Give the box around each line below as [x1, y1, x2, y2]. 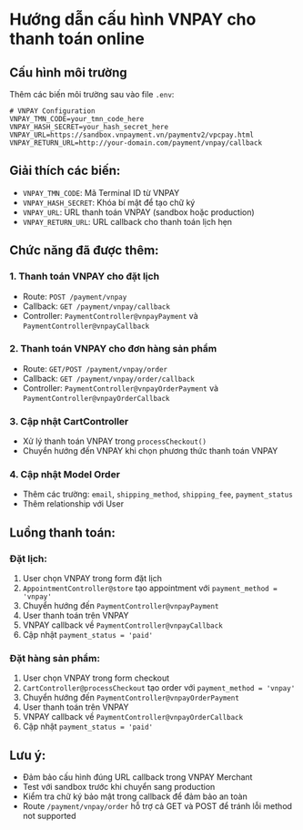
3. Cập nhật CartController [9, 415, 129, 427]
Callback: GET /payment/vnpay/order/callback [22, 373, 196, 384]
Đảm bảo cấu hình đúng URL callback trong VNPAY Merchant [22, 772, 253, 783]
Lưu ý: [9, 747, 46, 763]
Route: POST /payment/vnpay [22, 291, 127, 302]
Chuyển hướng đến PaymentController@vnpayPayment [22, 600, 219, 611]
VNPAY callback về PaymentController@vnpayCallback [22, 620, 223, 630]
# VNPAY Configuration [9, 107, 96, 116]
